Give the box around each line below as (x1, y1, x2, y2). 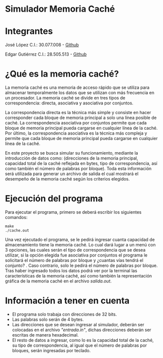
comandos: (5, 215, 28, 220)
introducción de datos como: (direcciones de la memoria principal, (5, 155, 139, 161)
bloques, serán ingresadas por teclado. (12, 347, 91, 353)
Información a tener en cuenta (5, 295, 130, 306)
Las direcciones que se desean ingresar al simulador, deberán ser (12, 321, 145, 327)
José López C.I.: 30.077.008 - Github (5, 42, 79, 48)
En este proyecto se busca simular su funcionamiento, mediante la (5, 150, 138, 156)
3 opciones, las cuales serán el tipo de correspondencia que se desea (5, 247, 146, 253)
